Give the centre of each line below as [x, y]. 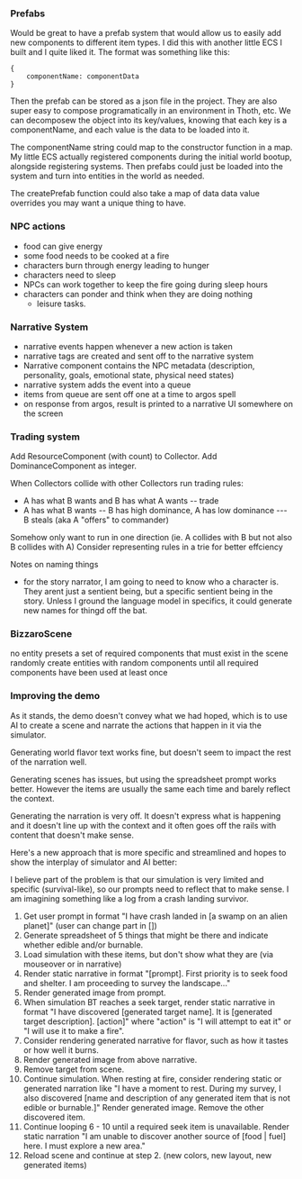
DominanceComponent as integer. [74, 466]
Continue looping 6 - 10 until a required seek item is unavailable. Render [156, 1126]
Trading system [45, 437]
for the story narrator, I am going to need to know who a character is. [151, 582]
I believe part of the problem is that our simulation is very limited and [137, 879]
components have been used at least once [89, 673]
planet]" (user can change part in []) [90, 925]
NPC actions [38, 226]
